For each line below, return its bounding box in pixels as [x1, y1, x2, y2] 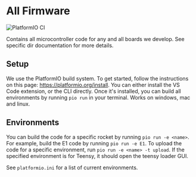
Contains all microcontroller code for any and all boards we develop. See [6, 35, 185, 42]
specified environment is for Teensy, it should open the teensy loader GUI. [6, 152, 189, 159]
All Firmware [6, 4, 70, 18]
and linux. [6, 100, 30, 107]
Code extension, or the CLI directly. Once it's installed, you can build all [6, 88, 181, 95]
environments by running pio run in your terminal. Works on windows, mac [6, 94, 191, 101]
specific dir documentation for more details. [6, 42, 114, 49]
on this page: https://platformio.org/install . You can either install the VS [6, 81, 181, 88]
